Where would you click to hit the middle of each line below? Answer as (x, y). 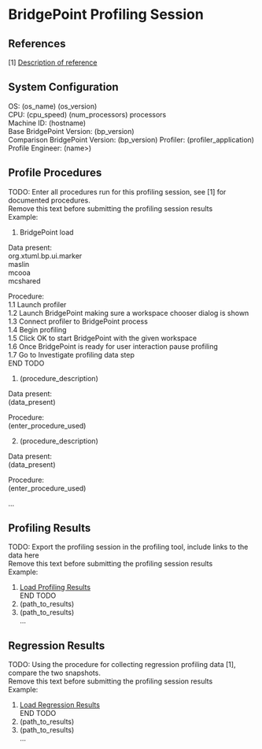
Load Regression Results (60, 705)
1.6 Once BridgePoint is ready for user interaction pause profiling (113, 346)
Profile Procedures (55, 173)
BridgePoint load (46, 232)
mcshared (24, 280)
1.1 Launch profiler (37, 304)
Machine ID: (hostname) (47, 123)
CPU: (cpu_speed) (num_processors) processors (87, 114)
